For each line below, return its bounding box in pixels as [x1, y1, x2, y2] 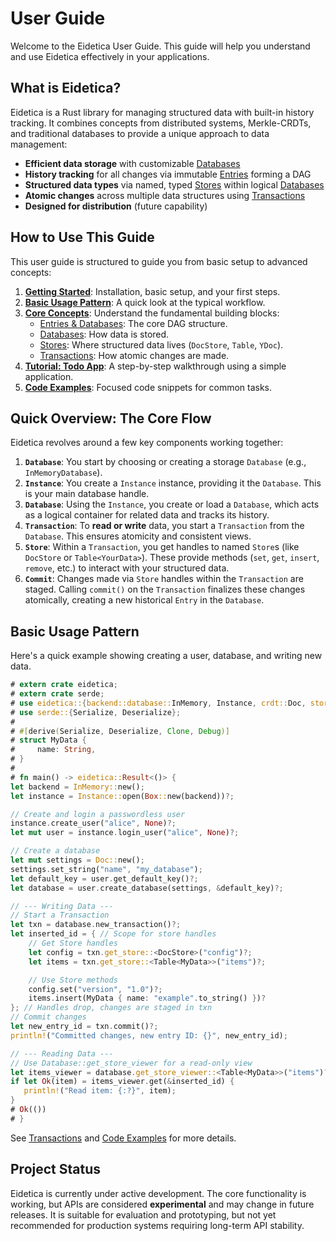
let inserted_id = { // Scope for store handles [10, 929, 217, 939]
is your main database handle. [24, 488, 150, 500]
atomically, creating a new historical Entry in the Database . [24, 594, 265, 606]
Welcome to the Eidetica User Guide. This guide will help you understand [10, 40, 311, 52]
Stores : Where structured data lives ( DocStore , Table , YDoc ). [39, 338, 284, 351]
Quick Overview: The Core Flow [10, 410, 212, 427]
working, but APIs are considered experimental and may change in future [10, 1198, 315, 1210]
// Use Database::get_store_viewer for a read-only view [10, 1058, 253, 1068]
